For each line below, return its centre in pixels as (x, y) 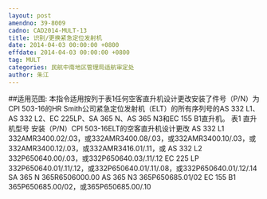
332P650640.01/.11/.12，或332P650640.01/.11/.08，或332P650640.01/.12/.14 (133, 168)
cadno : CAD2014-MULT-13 (48, 30)
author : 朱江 (29, 75)
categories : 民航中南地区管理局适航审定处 (71, 68)
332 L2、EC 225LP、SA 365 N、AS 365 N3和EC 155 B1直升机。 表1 (130, 118)
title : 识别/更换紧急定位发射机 (55, 38)
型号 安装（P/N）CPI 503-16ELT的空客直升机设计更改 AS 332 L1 (120, 128)
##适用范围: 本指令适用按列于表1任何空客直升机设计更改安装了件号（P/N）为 (134, 98)
